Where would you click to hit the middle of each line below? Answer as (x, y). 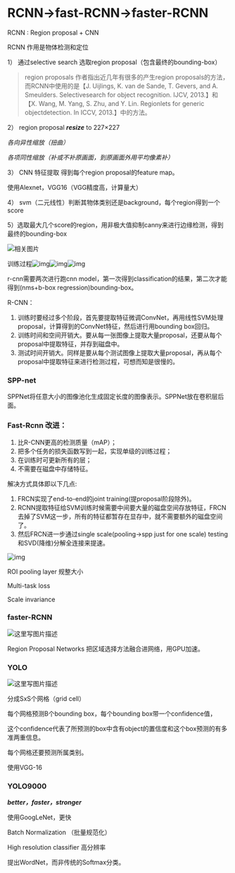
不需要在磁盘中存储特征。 (55, 469)
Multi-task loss (29, 585)
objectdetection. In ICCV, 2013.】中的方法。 (88, 112)
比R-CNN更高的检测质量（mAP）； (67, 442)
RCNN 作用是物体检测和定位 (48, 47)
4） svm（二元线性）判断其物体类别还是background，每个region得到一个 (114, 202)
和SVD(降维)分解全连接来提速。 (63, 543)
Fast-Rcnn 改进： (37, 426)
